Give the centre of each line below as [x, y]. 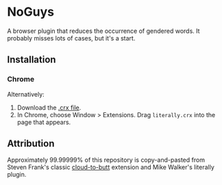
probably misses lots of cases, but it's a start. [71, 38]
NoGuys [31, 12]
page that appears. [44, 122]
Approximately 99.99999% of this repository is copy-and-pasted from [106, 160]
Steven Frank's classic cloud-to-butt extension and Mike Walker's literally [111, 167]
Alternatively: [26, 94]
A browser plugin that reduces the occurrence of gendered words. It [103, 31]
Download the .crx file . [49, 108]
